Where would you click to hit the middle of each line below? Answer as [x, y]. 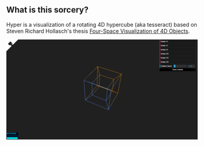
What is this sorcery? [48, 10]
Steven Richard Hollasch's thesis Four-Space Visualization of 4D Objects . [98, 31]
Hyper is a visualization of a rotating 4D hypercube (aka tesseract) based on [102, 24]
